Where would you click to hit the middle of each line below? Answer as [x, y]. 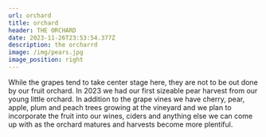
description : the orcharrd [53, 45]
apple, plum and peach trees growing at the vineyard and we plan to [120, 107]
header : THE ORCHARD [43, 30]
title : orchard [33, 23]
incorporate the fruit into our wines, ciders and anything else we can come [131, 116]
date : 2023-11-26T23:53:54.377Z [62, 38]
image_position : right [46, 60]
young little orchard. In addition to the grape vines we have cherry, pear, [127, 99]
